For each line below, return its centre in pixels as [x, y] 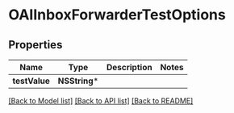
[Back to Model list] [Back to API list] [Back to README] [101, 101]
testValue [31, 81]
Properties [36, 45]
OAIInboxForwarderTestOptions [117, 15]
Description [129, 67]
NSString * [78, 81]
